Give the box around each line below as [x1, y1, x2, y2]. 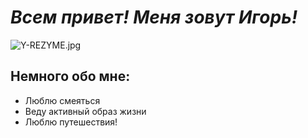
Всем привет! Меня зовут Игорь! [10, 6, 298, 29]
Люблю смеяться [24, 94, 101, 106]
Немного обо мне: [10, 68, 131, 85]
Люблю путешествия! [24, 116, 118, 128]
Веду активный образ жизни [24, 105, 147, 117]
